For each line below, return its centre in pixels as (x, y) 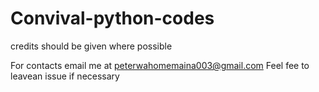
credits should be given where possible (91, 46)
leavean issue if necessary (65, 76)
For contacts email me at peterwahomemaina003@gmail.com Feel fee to (160, 65)
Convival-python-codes (112, 18)
